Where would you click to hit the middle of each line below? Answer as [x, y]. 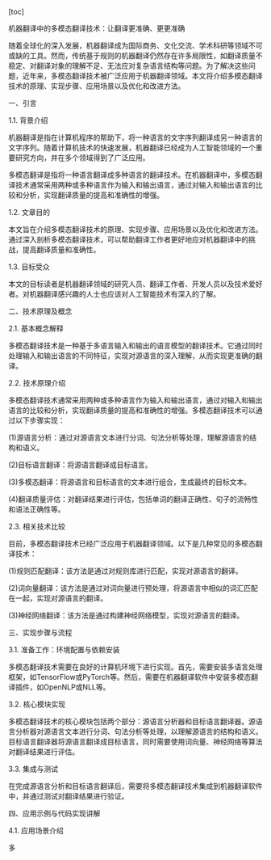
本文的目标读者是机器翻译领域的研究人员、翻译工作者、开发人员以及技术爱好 [135, 284]
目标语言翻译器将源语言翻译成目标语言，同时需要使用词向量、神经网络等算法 [135, 742]
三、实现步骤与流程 [40, 632]
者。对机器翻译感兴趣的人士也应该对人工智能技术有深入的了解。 [114, 294]
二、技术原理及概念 [40, 311]
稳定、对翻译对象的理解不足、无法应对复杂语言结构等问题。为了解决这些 [128, 65]
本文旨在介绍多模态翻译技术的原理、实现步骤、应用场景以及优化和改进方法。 [135, 229]
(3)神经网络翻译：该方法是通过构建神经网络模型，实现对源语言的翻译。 [126, 615]
